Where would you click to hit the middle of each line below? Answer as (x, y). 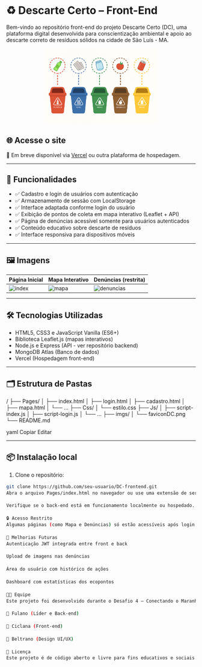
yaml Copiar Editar (29, 432)
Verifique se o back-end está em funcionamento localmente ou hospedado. (101, 506)
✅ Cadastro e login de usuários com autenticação (76, 194)
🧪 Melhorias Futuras (32, 537)
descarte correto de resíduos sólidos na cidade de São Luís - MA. (88, 40)
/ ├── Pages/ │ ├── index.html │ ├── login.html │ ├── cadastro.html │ (96, 402)
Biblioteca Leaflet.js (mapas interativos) (64, 339)
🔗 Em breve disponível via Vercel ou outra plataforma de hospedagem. (93, 155)
